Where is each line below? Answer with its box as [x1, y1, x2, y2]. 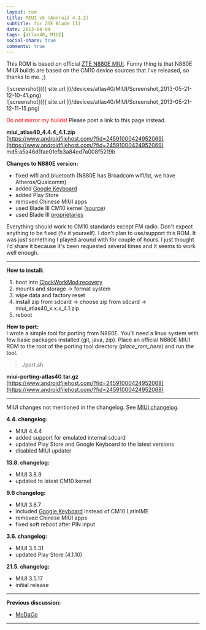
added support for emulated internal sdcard [15, 434, 126, 441]
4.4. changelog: [6, 415, 48, 422]
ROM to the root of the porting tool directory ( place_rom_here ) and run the [6, 342, 194, 350]
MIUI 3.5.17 [15, 575, 43, 582]
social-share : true [6, 37, 56, 44]
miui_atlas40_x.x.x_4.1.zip [15, 305, 80, 312]
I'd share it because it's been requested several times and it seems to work [6, 242, 196, 249]
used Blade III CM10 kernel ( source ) [15, 204, 105, 212]
